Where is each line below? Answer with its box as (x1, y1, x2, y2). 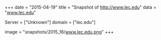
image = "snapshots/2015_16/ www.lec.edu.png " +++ (5, 29, 114, 34)
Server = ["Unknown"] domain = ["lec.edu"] (5, 19, 96, 25)
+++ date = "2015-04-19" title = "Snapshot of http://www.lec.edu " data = (5, 4, 156, 10)
